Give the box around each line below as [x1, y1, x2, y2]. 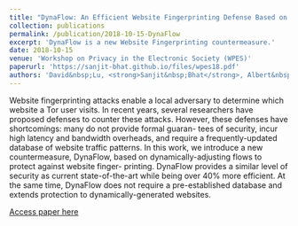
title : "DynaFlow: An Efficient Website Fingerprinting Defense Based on [9, 12, 288, 22]
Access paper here [9, 206, 79, 217]
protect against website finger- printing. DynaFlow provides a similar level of [9, 160, 288, 171]
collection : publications [9, 21, 105, 30]
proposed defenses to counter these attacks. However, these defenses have [9, 113, 288, 124]
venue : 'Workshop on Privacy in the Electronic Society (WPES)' [9, 54, 252, 63]
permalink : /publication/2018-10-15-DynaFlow [9, 29, 180, 38]
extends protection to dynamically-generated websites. [9, 189, 211, 199]
